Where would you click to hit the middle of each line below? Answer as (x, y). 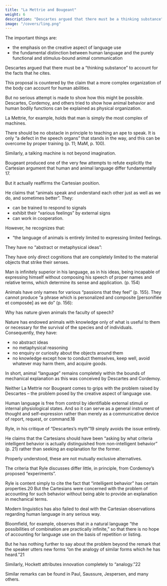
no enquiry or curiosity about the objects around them (68, 353)
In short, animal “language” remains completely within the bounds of (75, 373)
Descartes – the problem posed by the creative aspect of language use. (79, 393)
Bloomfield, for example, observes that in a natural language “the (72, 524)
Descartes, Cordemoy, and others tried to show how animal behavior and (80, 103)
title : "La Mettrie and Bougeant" (41, 10)
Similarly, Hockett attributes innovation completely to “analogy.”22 (73, 565)
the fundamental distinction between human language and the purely (83, 53)
